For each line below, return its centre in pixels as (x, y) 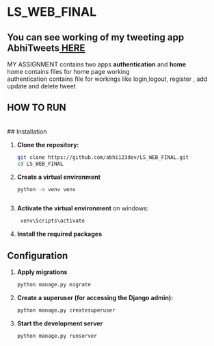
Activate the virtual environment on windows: (83, 208)
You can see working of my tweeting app (96, 37)
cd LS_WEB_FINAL (40, 164)
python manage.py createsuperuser (66, 310)
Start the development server (60, 323)
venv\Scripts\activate (53, 221)
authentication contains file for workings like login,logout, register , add (107, 79)
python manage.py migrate (54, 285)
